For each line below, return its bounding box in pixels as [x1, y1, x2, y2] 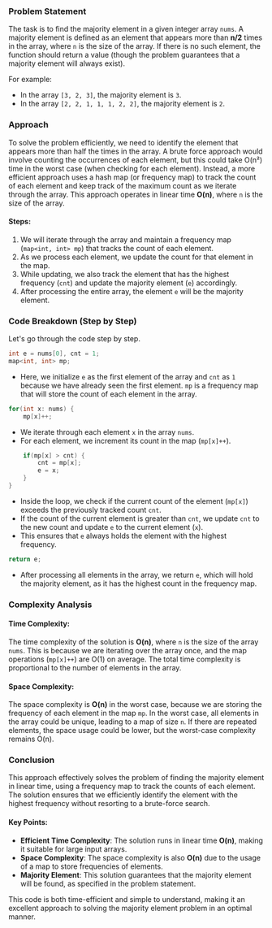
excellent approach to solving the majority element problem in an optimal [8, 903, 253, 913]
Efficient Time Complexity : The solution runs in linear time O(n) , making [19, 835, 264, 845]
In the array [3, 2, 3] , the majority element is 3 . [19, 90, 182, 100]
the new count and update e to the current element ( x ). [19, 522, 204, 531]
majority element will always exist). [8, 59, 126, 68]
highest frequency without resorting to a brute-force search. [8, 799, 210, 809]
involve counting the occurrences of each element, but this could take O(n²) [8, 154, 263, 164]
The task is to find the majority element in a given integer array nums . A [8, 24, 244, 34]
